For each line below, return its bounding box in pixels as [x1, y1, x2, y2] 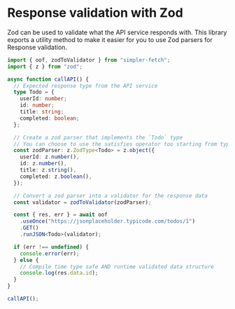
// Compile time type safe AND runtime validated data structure [20, 263, 215, 270]
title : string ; [20, 109, 64, 116]
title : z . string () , [20, 167, 77, 174]
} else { [13, 256, 39, 263]
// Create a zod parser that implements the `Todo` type [13, 134, 183, 141]
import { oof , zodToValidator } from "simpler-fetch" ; [7, 56, 171, 64]
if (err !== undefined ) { [13, 243, 90, 250]
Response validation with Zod [7, 5, 183, 21]
